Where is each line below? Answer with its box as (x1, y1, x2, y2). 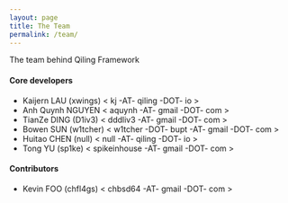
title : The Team (9, 22, 70, 31)
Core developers (9, 75, 74, 85)
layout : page (9, 13, 58, 22)
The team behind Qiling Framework (9, 55, 140, 66)
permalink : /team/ (9, 30, 78, 39)
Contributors (9, 163, 59, 174)
